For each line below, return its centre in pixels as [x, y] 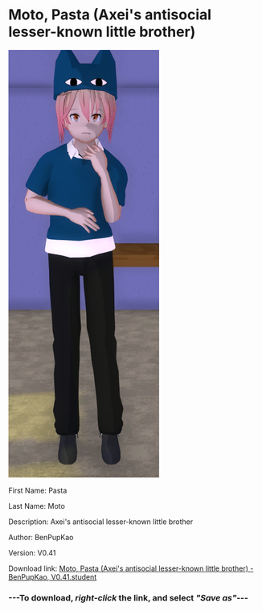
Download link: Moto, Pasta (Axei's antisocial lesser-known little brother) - [131, 568]
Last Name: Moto [37, 506]
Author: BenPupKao [41, 537]
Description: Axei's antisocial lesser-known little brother [101, 522]
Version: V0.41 [32, 552]
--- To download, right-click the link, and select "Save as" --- [129, 597]
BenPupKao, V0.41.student [53, 576]
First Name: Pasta [38, 490]
